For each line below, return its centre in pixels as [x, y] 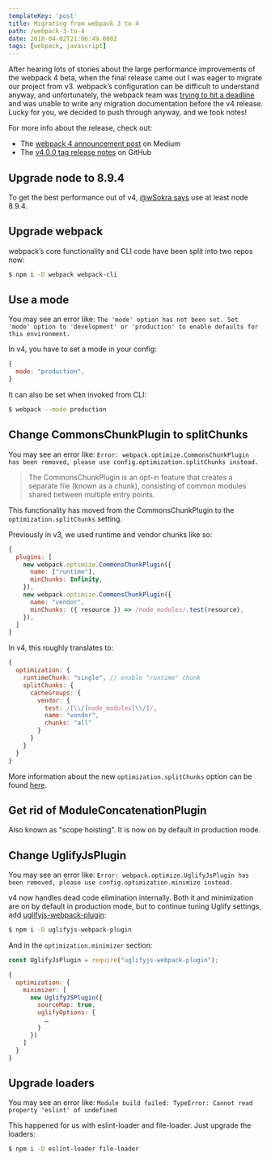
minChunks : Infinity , [66, 580]
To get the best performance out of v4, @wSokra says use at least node [129, 197]
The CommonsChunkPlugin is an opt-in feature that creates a [130, 477]
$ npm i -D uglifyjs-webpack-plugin [70, 930]
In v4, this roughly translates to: [61, 648]
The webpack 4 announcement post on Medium [100, 144]
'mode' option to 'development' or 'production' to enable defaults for [133, 327]
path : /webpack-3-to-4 [47, 31]
